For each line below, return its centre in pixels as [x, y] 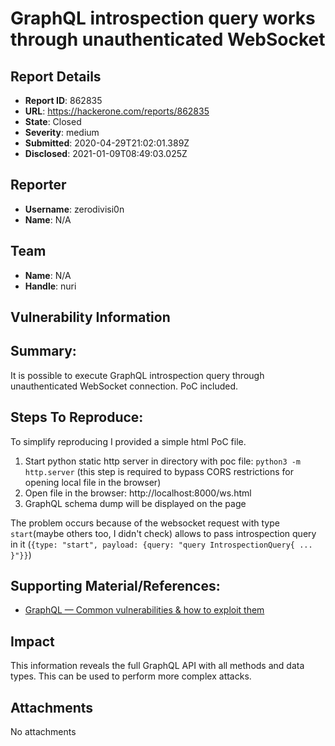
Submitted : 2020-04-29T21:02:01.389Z [107, 143]
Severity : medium [62, 132]
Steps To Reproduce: [77, 417]
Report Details [56, 76]
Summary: [43, 351]
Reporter [38, 185]
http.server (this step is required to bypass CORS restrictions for [159, 471]
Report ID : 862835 [63, 100]
